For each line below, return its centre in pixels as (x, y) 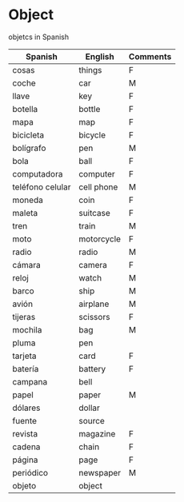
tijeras (24, 317)
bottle (90, 109)
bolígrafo (29, 148)
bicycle (92, 135)
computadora (38, 173)
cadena (26, 447)
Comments (150, 56)
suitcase (94, 213)
